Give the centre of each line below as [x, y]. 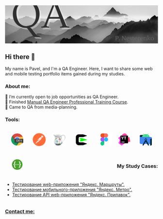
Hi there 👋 [20, 57]
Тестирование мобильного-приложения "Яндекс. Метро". [72, 190]
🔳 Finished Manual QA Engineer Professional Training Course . [67, 102]
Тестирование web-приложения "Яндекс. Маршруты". [68, 185]
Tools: [13, 120]
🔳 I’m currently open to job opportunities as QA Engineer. [62, 97]
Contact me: [20, 212]
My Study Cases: [137, 166]
